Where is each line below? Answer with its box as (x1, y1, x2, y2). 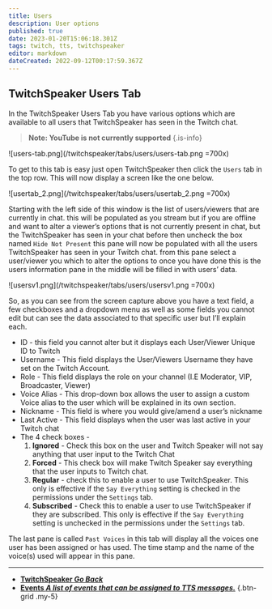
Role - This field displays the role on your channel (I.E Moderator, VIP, (19, 372, 253, 381)
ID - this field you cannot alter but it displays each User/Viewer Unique (19, 337, 256, 347)
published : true (8, 27, 63, 35)
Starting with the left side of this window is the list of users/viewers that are (8, 204, 260, 214)
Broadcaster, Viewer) (19, 380, 91, 390)
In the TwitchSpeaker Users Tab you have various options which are (8, 109, 236, 118)
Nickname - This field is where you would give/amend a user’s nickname (19, 406, 263, 415)
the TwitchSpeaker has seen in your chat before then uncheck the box (8, 230, 243, 240)
